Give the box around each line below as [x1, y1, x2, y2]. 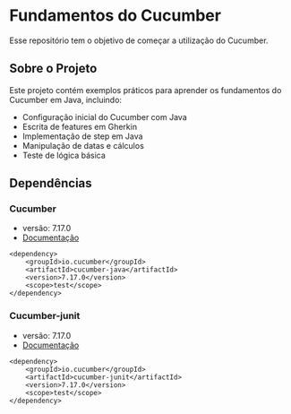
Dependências [9, 176, 92, 191]
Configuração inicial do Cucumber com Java [21, 111, 188, 122]
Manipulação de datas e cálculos [21, 140, 145, 151]
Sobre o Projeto [9, 61, 98, 76]
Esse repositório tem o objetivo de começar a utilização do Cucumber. [9, 35, 269, 46]
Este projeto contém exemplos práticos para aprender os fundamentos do [9, 84, 282, 95]
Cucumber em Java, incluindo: [9, 94, 123, 105]
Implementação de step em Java [21, 131, 143, 142]
